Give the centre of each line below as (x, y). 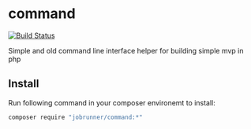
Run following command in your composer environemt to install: (112, 102)
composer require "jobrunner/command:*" (76, 117)
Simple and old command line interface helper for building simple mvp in (126, 50)
